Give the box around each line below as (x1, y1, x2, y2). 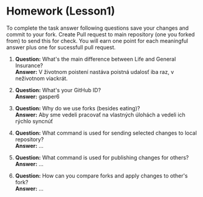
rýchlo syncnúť (15, 117, 53, 125)
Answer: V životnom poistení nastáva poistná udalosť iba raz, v (15, 68, 174, 75)
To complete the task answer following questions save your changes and (6, 24, 189, 32)
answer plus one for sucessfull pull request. (6, 44, 116, 51)
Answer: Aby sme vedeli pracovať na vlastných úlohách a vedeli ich (15, 111, 185, 118)
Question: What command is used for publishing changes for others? (15, 153, 190, 161)
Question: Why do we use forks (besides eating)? (15, 104, 140, 112)
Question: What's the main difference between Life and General (15, 55, 176, 62)
